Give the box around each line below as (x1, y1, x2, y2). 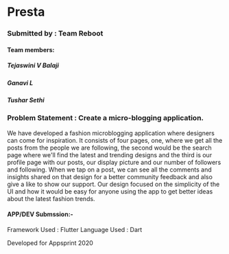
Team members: (7, 45, 55, 54)
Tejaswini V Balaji (7, 61, 60, 69)
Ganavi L (7, 78, 34, 86)
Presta (7, 4, 45, 20)
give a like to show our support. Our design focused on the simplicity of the (7, 180, 220, 188)
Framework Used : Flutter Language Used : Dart (7, 226, 143, 233)
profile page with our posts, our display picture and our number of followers (7, 158, 221, 166)
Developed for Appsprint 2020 (7, 239, 94, 247)
